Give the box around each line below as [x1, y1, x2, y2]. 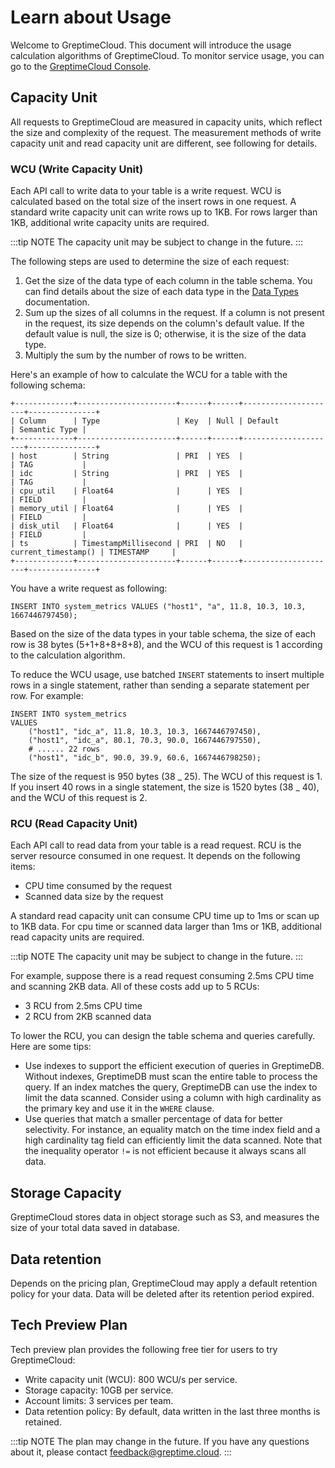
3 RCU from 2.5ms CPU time [24, 1000, 143, 1012]
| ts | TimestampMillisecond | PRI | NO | [10, 539, 244, 549]
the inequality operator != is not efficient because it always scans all [24, 1145, 307, 1157]
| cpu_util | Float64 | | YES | [10, 486, 244, 496]
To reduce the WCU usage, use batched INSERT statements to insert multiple [10, 669, 325, 681]
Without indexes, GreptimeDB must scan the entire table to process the [24, 1071, 318, 1083]
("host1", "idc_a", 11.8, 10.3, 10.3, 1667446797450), [28, 727, 262, 737]
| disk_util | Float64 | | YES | [10, 521, 244, 531]
